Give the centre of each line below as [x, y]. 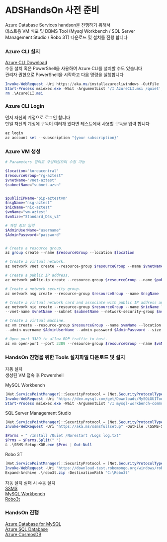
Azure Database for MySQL [33, 524]
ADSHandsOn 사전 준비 [52, 10]
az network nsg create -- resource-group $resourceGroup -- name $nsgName [82, 294]
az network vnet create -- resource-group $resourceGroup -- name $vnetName [84, 266]
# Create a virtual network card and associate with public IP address [81, 303]
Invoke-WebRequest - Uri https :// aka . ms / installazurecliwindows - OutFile [82, 84]
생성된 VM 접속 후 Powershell [34, 375]
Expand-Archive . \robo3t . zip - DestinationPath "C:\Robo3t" [68, 472]
